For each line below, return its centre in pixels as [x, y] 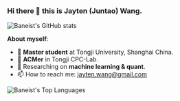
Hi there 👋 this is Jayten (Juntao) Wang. [75, 11]
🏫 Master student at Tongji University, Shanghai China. [95, 52]
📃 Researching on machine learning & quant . [81, 67]
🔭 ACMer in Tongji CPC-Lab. [57, 59]
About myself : [28, 39]
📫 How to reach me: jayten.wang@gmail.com [82, 74]
